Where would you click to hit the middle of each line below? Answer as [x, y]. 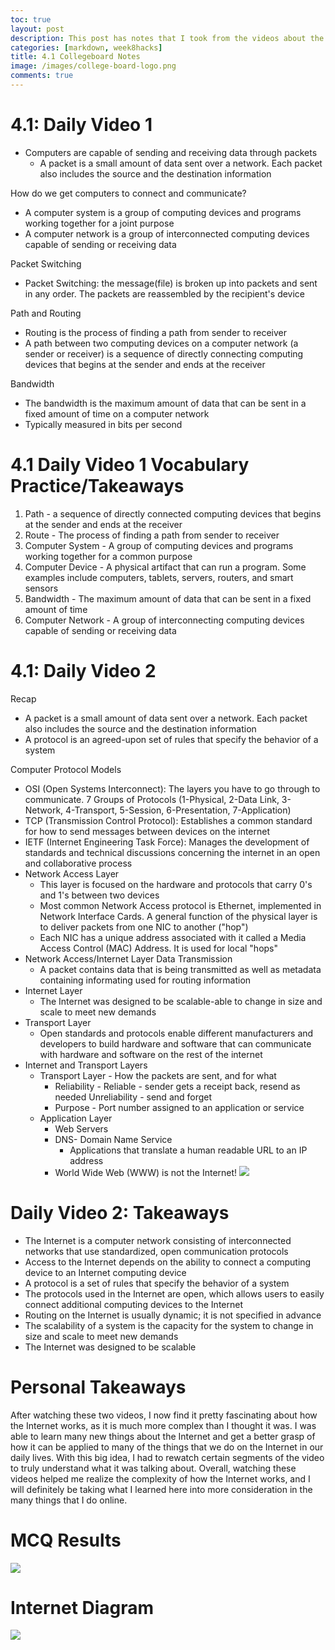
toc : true [31, 19]
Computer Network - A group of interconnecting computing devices [164, 620]
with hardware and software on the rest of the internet [151, 1054]
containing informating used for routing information [145, 980]
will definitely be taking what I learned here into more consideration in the [161, 1489]
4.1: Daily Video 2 [83, 670]
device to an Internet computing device [105, 1272]
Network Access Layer [72, 873]
